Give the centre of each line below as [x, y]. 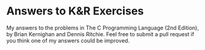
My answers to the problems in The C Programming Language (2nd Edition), [103, 28]
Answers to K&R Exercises [75, 11]
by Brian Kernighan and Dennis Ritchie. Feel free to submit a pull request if [100, 34]
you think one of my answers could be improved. [68, 40]
